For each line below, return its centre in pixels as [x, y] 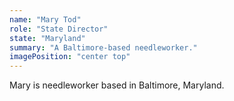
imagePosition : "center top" [70, 57]
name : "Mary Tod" [45, 19]
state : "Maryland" [47, 38]
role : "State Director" [59, 29]
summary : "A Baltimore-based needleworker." [103, 47]
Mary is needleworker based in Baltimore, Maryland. [117, 85]
